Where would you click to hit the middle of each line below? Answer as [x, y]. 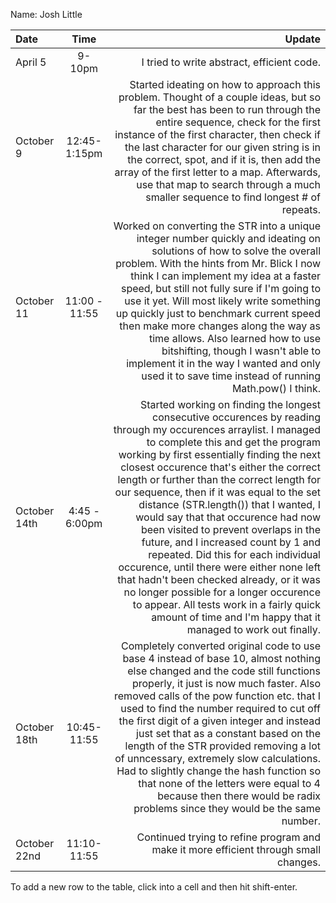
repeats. [301, 209]
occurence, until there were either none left [219, 567]
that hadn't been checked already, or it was [219, 579]
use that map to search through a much [228, 184]
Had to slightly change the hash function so [218, 771]
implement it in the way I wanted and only [223, 363]
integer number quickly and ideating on [228, 238]
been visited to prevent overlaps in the [230, 529]
